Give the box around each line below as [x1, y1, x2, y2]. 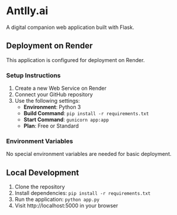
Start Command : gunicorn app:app [23, 116, 110, 123]
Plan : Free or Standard [23, 122, 79, 129]
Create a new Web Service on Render [14, 84, 107, 92]
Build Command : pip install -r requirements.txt [23, 110, 149, 117]
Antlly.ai [6, 4, 49, 18]
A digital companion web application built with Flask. [6, 24, 134, 31]
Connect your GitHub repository [14, 91, 93, 98]
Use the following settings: [14, 97, 80, 105]
